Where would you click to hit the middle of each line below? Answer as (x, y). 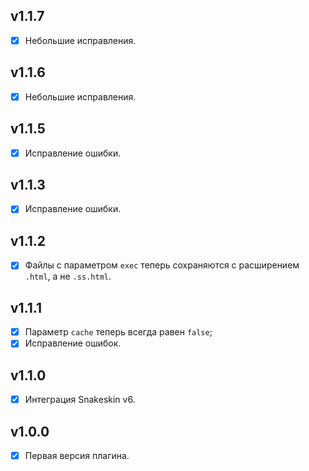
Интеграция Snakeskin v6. (80, 400)
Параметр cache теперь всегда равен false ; (118, 332)
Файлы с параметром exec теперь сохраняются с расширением (162, 265)
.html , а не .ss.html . (68, 276)
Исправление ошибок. (73, 343)
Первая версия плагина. (77, 455)
